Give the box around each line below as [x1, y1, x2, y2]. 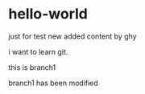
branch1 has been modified [8, 78, 98, 88]
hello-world [8, 5, 89, 23]
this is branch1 [8, 62, 56, 72]
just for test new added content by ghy [8, 31, 137, 41]
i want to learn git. [8, 47, 68, 56]
